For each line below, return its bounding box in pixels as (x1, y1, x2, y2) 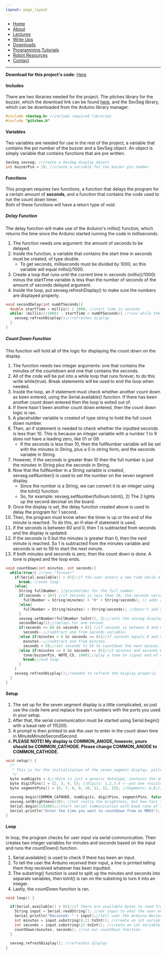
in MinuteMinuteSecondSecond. (12, 733, 78, 739)
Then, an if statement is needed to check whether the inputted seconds (12, 425, 158, 431)
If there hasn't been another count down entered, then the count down (12, 404, 156, 410)
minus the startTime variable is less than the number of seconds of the (12, 277, 157, 283)
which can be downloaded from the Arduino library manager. (5, 104, 130, 110)
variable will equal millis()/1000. (20, 266, 84, 272)
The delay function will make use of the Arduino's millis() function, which (5, 225, 153, 231)
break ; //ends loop (18, 579, 59, 584)
